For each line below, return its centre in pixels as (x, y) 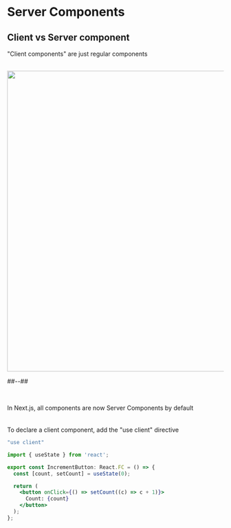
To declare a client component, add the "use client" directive (93, 430)
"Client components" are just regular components (77, 54)
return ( (26, 486)
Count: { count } (47, 499)
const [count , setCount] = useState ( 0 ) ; (72, 474)
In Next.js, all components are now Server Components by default (100, 408)
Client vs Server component (68, 37)
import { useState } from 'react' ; (58, 454)
